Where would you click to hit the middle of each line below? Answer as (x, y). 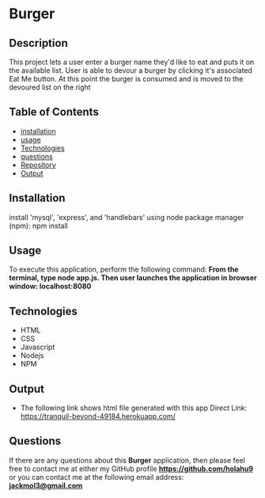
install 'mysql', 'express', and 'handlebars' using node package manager (127, 217)
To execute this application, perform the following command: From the (124, 269)
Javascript (38, 347)
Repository (38, 165)
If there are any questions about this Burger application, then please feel (127, 460)
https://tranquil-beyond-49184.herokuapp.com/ (98, 416)
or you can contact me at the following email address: (97, 477)
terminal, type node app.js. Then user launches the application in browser (133, 278)
